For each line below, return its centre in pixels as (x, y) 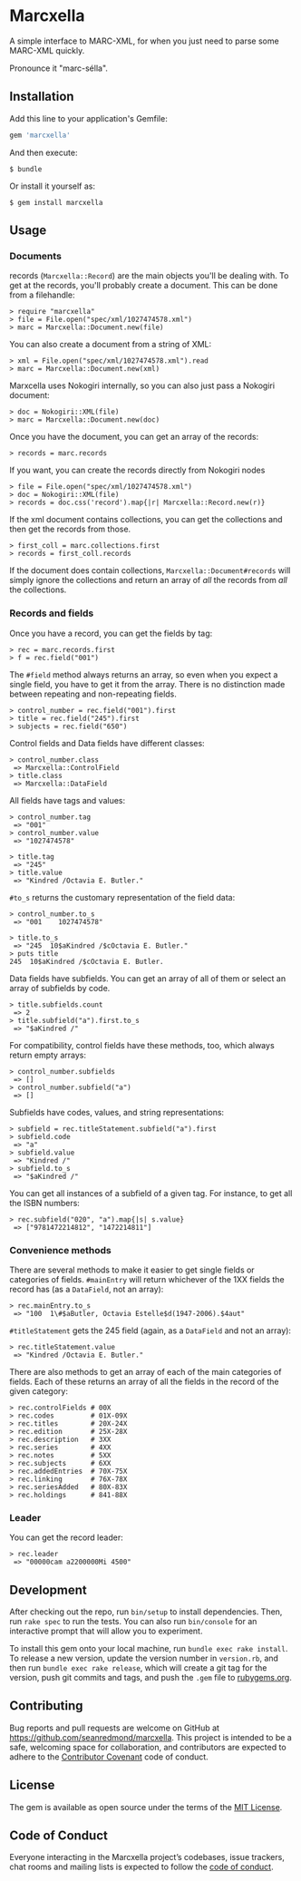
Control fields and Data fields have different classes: (107, 743)
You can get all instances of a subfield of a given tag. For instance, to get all (151, 1193)
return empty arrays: (48, 1055)
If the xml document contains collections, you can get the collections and (146, 520)
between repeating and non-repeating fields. (93, 694)
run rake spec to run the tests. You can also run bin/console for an (133, 1622)
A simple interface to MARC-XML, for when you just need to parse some (144, 41)
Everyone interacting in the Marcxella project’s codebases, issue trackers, (147, 1857)
